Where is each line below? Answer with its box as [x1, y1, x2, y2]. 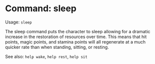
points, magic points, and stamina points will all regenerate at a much [5, 39, 146, 44]
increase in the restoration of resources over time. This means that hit [5, 34, 147, 40]
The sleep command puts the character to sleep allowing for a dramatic [5, 28, 151, 34]
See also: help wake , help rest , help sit [5, 53, 88, 59]
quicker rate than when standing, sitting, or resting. [5, 44, 109, 50]
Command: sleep [5, 3, 77, 14]
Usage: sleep [5, 19, 32, 25]
